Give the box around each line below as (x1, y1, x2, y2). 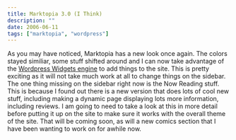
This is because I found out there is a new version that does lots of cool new (7, 87, 230, 95)
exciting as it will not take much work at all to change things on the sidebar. (7, 72, 226, 81)
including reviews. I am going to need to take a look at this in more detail (7, 102, 218, 110)
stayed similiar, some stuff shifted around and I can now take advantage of (7, 57, 225, 66)
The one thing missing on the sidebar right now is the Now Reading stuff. (7, 79, 220, 88)
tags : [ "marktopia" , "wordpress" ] (7, 30, 110, 37)
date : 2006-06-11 (7, 23, 59, 30)
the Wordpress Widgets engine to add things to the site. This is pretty (7, 64, 210, 73)
